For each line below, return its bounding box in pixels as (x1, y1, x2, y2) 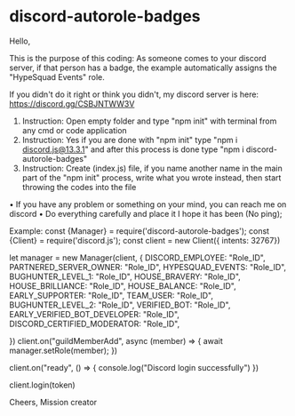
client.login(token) (9, 380, 76, 390)
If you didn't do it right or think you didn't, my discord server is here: (9, 89, 259, 100)
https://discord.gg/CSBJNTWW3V (9, 98, 135, 108)
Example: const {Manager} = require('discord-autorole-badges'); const (9, 225, 269, 236)
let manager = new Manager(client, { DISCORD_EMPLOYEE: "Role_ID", (9, 252, 266, 263)
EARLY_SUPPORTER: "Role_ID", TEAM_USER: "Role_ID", (9, 290, 213, 300)
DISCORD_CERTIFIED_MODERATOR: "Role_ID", (9, 318, 180, 329)
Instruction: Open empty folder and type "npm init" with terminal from (21, 116, 277, 126)
